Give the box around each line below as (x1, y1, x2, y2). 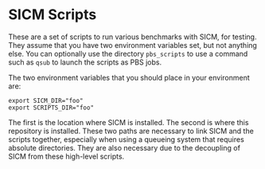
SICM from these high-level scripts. (8, 151, 125, 161)
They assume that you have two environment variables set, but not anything (8, 40, 257, 49)
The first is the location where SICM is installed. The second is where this (8, 117, 249, 127)
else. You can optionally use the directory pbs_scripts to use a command (8, 49, 248, 58)
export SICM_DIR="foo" (8, 96, 84, 104)
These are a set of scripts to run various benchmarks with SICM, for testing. (8, 32, 257, 41)
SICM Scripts (8, 6, 97, 24)
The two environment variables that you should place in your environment (8, 73, 251, 82)
